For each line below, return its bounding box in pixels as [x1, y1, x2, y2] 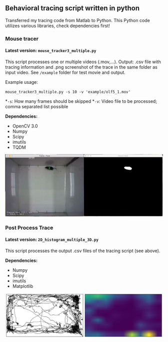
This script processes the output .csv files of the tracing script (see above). [5, 248, 160, 254]
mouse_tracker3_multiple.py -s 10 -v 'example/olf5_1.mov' [5, 89, 131, 94]
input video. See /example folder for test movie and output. [5, 69, 126, 75]
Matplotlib [12, 283, 33, 289]
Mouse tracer [5, 35, 39, 42]
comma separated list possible [5, 103, 68, 109]
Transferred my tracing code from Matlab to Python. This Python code [5, 17, 150, 23]
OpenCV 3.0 [12, 123, 38, 129]
